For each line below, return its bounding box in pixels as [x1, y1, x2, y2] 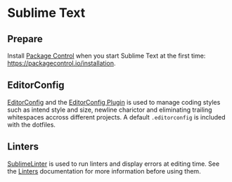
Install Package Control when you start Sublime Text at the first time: [7, 51, 206, 60]
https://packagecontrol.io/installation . [7, 59, 116, 67]
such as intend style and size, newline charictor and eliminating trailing [7, 105, 212, 114]
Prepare [7, 33, 44, 45]
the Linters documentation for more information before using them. [7, 167, 202, 175]
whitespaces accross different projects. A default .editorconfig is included [7, 112, 226, 121]
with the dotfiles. [7, 120, 56, 129]
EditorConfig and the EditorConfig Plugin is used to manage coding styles [7, 98, 221, 106]
